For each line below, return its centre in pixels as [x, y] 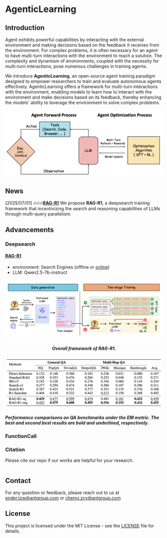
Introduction [25, 28]
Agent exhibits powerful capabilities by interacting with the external [74, 40]
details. [13, 531]
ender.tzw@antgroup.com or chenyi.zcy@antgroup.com [63, 498]
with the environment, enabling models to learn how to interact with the [78, 92]
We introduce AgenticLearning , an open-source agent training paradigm [80, 76]
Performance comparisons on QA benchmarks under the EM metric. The [82, 418]
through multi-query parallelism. [38, 214]
